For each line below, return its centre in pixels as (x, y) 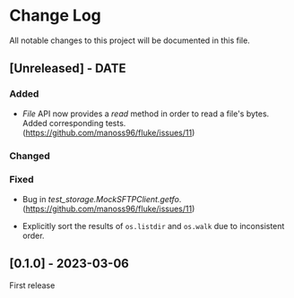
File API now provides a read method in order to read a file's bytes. (146, 114)
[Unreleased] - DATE (68, 68)
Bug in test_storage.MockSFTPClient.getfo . (102, 199)
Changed (30, 156)
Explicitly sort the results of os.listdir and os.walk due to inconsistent (153, 226)
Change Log (55, 16)
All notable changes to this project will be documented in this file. (130, 40)
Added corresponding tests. (74, 123)
